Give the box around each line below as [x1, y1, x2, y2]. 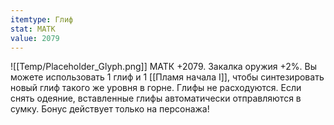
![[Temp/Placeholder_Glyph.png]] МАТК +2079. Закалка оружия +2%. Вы [10, 61, 317, 73]
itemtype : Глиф [10, 14, 74, 25]
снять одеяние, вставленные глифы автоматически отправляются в [10, 92, 302, 105]
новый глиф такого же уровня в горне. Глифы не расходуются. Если [10, 82, 302, 94]
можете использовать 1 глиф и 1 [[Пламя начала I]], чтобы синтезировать [10, 71, 325, 83]
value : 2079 [10, 33, 60, 43]
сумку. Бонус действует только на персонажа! [10, 103, 210, 115]
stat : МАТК [10, 24, 56, 34]
